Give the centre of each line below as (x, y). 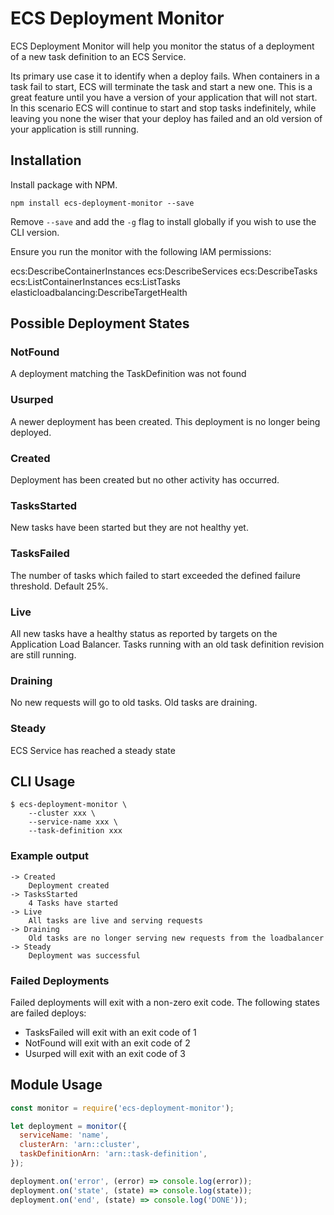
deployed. (31, 432)
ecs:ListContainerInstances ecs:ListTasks (95, 281)
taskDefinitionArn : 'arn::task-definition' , (113, 1154)
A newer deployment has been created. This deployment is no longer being (165, 421)
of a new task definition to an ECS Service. (98, 56)
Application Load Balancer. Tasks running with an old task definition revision (167, 644)
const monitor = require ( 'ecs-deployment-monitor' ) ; (122, 1108)
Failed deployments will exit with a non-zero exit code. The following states (165, 1002)
